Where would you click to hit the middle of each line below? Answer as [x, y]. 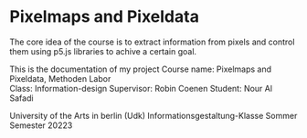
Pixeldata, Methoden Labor [60, 78]
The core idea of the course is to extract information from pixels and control [152, 42]
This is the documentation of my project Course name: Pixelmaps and [141, 69]
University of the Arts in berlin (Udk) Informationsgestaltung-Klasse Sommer [153, 115]
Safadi [21, 98]
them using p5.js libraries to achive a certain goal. [103, 51]
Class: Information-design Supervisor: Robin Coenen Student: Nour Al [141, 88]
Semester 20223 [41, 125]
